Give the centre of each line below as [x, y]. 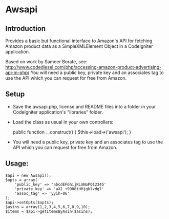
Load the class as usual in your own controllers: [63, 122]
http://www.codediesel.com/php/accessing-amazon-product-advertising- [83, 67]
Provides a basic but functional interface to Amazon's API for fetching [79, 41]
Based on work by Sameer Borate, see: [47, 62]
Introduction [26, 29]
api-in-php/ [17, 72]
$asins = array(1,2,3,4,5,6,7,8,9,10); [48, 207]
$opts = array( [22, 180]
